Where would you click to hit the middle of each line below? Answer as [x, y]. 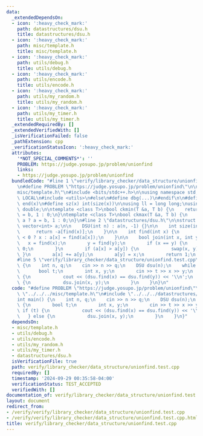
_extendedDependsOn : [37, 18]
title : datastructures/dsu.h [54, 35]
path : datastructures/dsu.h [52, 29]
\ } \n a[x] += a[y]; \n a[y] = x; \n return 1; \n [107, 254]
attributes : [27, 153]
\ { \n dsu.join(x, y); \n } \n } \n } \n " [93, 283]
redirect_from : [25, 407]
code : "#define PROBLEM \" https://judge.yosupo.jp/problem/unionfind [101, 288]
